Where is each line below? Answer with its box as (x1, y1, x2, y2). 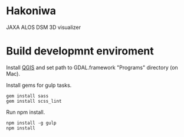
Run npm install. (6, 108, 45, 116)
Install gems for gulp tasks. (6, 81, 72, 89)
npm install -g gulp (6, 120, 57, 126)
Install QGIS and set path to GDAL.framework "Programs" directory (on (6, 64, 178, 71)
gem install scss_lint (6, 98, 62, 104)
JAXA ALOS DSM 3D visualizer (6, 24, 81, 31)
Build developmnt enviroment (6, 44, 155, 58)
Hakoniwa (6, 4, 56, 18)
